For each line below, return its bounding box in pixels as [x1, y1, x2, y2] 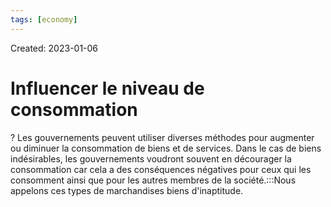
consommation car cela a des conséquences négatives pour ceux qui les [10, 163, 312, 175]
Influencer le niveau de [10, 77, 205, 100]
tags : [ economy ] [10, 14, 78, 25]
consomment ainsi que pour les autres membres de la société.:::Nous [10, 174, 297, 186]
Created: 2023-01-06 [10, 42, 99, 54]
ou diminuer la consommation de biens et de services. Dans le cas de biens [10, 142, 322, 154]
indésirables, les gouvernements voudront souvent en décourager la [10, 152, 292, 165]
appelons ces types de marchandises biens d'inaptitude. [10, 184, 244, 196]
